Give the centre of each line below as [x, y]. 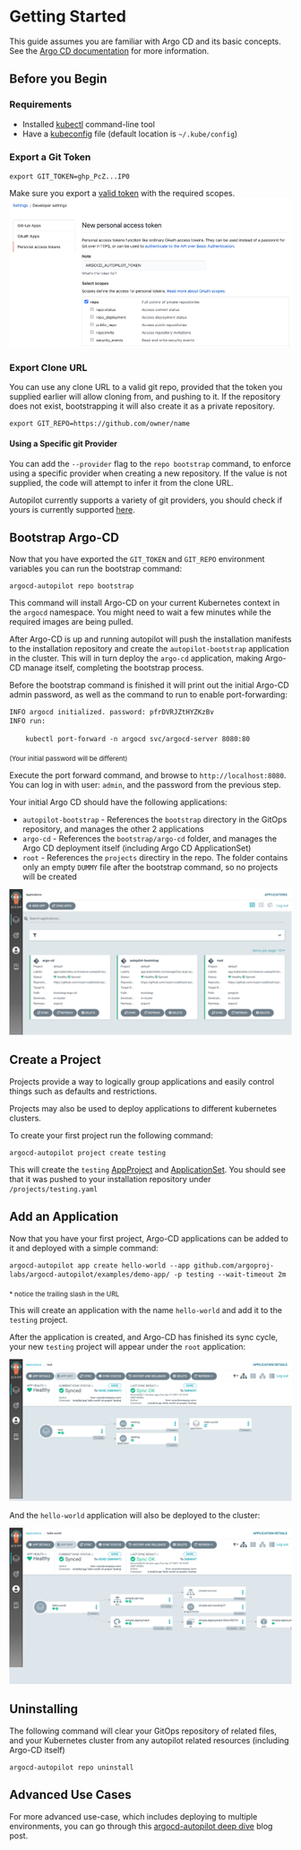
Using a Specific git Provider [64, 443]
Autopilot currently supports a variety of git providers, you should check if [146, 500]
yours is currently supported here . [73, 509]
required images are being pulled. [72, 622]
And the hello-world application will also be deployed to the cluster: [135, 1515]
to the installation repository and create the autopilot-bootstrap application [149, 649]
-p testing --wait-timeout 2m [230, 1275]
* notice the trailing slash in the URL [64, 1294]
